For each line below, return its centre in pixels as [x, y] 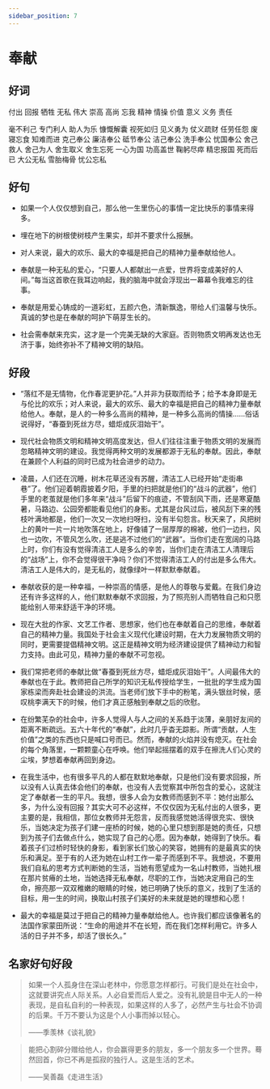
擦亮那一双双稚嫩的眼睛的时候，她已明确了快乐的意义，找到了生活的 [148, 888]
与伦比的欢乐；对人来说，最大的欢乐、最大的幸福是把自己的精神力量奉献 [140, 404]
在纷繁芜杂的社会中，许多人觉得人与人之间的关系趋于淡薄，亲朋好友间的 [140, 719]
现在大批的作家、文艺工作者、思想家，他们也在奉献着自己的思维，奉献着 [140, 625]
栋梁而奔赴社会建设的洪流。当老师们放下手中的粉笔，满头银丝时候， [141, 692]
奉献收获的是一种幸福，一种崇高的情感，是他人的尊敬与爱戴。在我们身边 [140, 587]
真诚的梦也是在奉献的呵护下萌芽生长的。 [87, 317]
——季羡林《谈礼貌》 [63, 1032]
